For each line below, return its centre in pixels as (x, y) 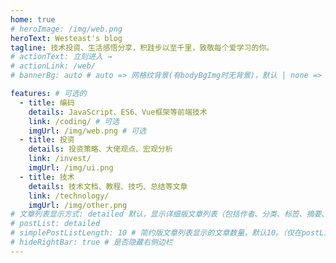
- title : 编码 (47, 102)
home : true (33, 19)
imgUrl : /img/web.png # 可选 (87, 131)
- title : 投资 (47, 140)
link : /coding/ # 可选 (74, 121)
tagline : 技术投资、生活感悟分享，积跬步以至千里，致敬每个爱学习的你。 (142, 47)
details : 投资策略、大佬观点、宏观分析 (100, 149)
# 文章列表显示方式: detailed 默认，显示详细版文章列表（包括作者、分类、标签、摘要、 (170, 214)
